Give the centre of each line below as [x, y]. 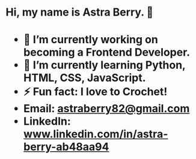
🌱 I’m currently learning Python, [104, 65]
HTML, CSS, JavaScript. [84, 78]
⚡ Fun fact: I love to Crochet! [95, 92]
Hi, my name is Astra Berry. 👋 [80, 12]
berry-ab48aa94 [66, 147]
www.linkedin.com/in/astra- [96, 134]
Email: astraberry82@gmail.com [106, 109]
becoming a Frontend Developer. [107, 52]
